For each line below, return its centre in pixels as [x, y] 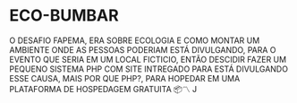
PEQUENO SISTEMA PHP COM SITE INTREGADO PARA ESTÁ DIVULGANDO [149, 69]
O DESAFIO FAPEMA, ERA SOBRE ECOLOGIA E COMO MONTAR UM [135, 40]
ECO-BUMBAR [64, 16]
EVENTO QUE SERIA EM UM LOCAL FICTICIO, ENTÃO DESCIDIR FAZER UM [148, 59]
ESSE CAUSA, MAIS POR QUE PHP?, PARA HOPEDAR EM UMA [125, 78]
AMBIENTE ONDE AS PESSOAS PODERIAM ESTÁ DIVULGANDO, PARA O [143, 49]
